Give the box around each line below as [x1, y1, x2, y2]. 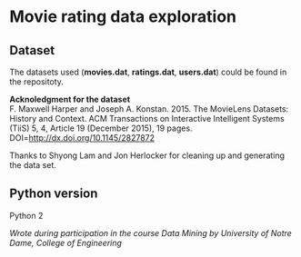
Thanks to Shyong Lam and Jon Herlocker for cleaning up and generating [9, 150, 285, 161]
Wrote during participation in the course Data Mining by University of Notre [9, 227, 293, 238]
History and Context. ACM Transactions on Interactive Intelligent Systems [9, 114, 285, 124]
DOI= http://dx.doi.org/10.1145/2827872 [9, 133, 156, 143]
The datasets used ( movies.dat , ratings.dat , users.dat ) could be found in [9, 66, 287, 77]
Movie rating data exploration [9, 6, 236, 27]
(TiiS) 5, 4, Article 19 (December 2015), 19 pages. [9, 123, 193, 133]
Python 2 [9, 210, 44, 221]
